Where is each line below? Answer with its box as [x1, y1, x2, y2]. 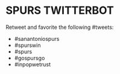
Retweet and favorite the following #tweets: [5, 23, 114, 31]
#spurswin [14, 42, 41, 49]
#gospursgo [14, 54, 45, 61]
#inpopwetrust [14, 61, 51, 68]
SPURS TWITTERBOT [5, 4, 114, 17]
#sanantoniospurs [14, 35, 60, 42]
